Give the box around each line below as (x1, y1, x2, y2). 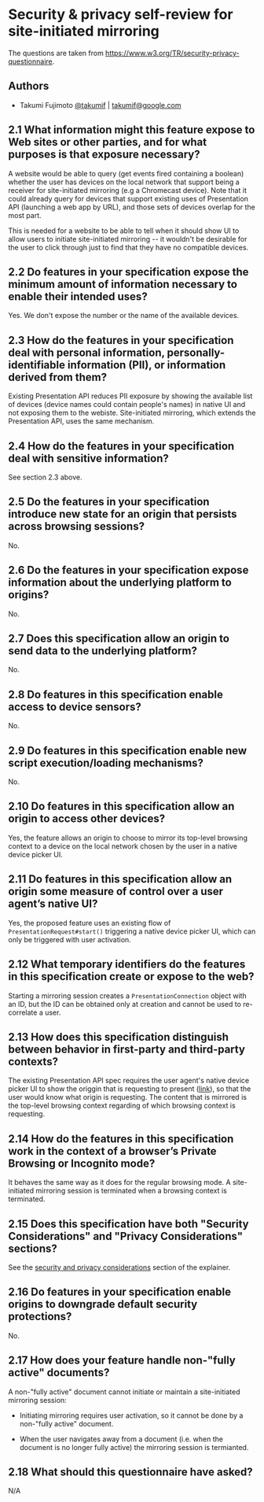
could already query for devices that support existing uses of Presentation (8, 194, 249, 203)
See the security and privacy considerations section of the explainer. (8, 1262, 231, 1272)
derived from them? (8, 370, 108, 383)
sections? (8, 1241, 57, 1255)
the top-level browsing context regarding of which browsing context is (8, 1101, 236, 1111)
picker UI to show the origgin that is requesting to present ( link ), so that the (8, 1084, 251, 1093)
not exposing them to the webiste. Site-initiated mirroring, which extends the (8, 408, 256, 418)
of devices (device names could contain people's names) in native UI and (8, 400, 246, 409)
